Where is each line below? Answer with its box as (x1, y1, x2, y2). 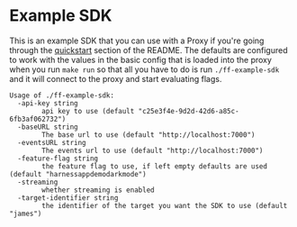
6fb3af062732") (9, 114, 67, 123)
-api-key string (17, 98, 78, 108)
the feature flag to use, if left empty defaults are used (41, 161, 268, 171)
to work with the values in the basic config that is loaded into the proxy (9, 54, 273, 65)
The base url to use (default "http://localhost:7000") (41, 130, 256, 140)
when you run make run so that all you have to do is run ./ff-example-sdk (9, 64, 280, 75)
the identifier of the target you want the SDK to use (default (41, 201, 288, 210)
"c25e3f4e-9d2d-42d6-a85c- (138, 106, 240, 115)
